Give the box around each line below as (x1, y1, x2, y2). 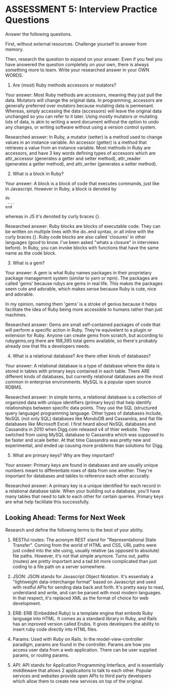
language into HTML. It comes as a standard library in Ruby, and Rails (12, 615, 157, 621)
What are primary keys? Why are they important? (12, 452, 115, 458)
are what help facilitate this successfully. (5, 499, 90, 505)
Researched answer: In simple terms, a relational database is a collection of (5, 394, 162, 400)
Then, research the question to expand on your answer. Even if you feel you (5, 56, 163, 62)
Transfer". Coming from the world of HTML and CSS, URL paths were (12, 542, 157, 548)
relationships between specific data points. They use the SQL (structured (5, 404, 157, 411)
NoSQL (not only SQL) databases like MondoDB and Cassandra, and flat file (5, 415, 163, 421)
